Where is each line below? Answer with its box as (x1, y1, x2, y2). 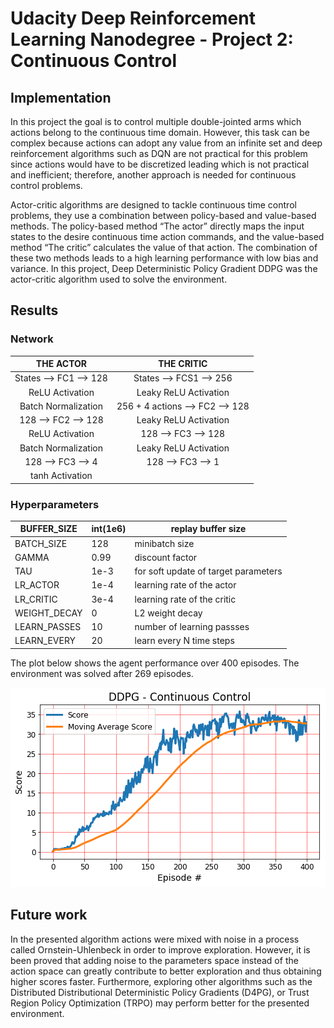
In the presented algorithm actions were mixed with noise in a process (10, 933, 300, 945)
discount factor (134, 551, 198, 563)
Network (10, 332, 54, 346)
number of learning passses (134, 621, 250, 633)
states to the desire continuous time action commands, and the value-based (10, 231, 325, 242)
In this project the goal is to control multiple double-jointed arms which (10, 116, 302, 127)
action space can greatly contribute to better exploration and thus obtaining (10, 965, 322, 977)
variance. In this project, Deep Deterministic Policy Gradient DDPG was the (10, 263, 318, 274)
